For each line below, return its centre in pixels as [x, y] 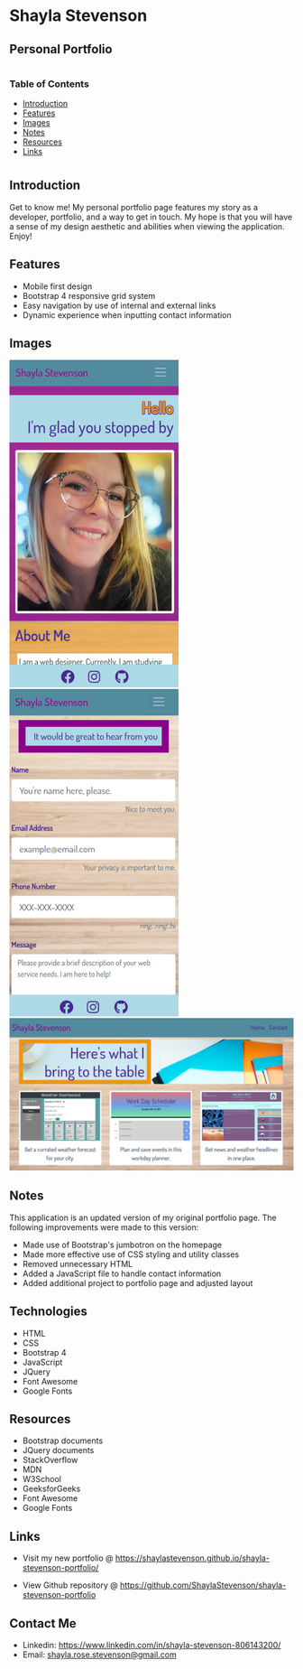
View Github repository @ [70, 1585]
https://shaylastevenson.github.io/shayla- [193, 1558]
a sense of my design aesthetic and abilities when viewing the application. [147, 226]
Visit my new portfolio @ [68, 1558]
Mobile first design [57, 286]
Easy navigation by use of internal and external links [119, 305]
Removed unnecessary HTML [78, 1263]
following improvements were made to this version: [104, 1227]
